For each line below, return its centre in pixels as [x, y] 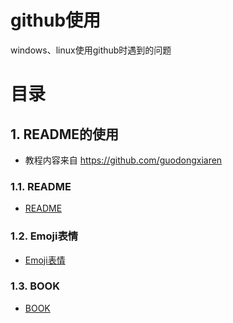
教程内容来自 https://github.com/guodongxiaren [123, 160]
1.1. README [41, 186]
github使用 [56, 20]
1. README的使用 [65, 134]
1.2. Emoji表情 [44, 236]
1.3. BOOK [35, 286]
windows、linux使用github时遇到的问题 [91, 50]
